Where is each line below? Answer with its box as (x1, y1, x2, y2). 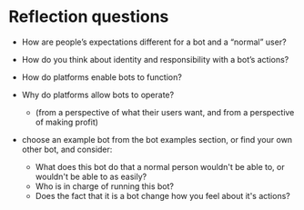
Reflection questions (8, 6, 169, 27)
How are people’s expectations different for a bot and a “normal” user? (21, 36, 288, 47)
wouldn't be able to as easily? (35, 171, 147, 182)
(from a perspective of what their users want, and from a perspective (35, 106, 295, 117)
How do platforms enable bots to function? (21, 71, 183, 83)
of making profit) (35, 116, 99, 127)
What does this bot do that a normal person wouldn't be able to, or (35, 161, 286, 172)
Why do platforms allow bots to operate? (21, 89, 175, 100)
